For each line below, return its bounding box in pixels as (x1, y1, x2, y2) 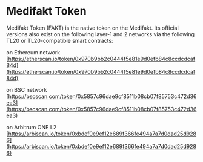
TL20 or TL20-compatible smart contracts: (6, 37, 113, 44)
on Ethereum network (6, 48, 61, 56)
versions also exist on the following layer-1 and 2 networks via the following (6, 30, 195, 37)
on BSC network (6, 86, 47, 93)
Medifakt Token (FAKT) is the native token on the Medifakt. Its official (6, 24, 179, 31)
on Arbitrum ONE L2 (6, 123, 57, 131)
